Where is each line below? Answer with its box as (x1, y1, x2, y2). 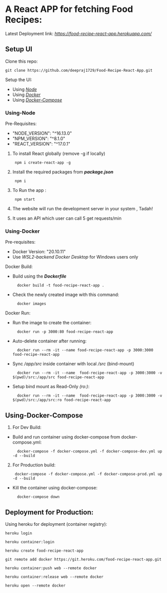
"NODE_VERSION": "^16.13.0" (12, 131, 72, 137)
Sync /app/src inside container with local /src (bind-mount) (12, 361, 135, 367)
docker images (17, 301, 46, 306)
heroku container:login (5, 539, 55, 544)
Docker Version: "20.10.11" (12, 249, 66, 255)
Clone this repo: (5, 58, 38, 64)
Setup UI (5, 45, 32, 53)
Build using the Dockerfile (12, 273, 67, 280)
